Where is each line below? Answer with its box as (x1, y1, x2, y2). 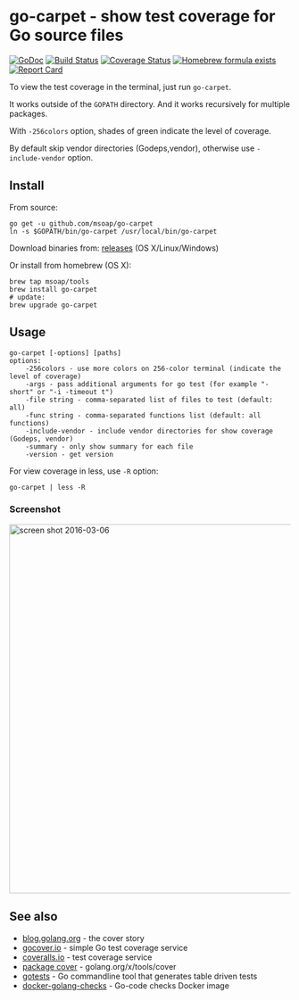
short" (9, 387, 34, 396)
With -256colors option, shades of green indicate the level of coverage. (9, 125, 272, 136)
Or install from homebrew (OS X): (9, 260, 132, 270)
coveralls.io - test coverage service (21, 952, 153, 963)
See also (9, 909, 58, 924)
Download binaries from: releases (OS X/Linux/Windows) (9, 243, 220, 253)
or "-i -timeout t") (37, 387, 114, 396)
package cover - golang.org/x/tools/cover (21, 961, 177, 971)
